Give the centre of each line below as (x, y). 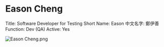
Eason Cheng (34, 9)
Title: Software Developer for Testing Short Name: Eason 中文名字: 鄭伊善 (82, 23)
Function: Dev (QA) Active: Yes (38, 29)
